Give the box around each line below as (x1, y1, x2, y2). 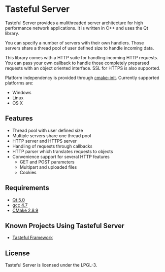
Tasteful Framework (12, 234, 53, 240)
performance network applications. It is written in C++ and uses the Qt (5, 25, 149, 31)
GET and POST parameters (19, 159, 75, 165)
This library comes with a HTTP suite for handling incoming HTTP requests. (5, 54, 159, 60)
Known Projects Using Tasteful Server (5, 221, 125, 230)
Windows (12, 89, 32, 95)
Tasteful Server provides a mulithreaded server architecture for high (5, 20, 143, 26)
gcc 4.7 (12, 202, 28, 208)
